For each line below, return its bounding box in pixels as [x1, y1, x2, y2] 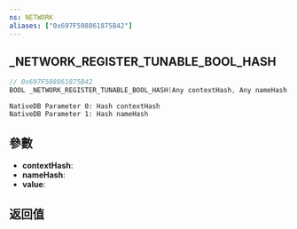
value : [21, 178, 46, 189]
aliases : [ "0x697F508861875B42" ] [9, 21, 133, 30]
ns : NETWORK [9, 12, 53, 22]
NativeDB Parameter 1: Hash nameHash [9, 110, 149, 119]
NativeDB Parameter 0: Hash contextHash [9, 102, 161, 111]
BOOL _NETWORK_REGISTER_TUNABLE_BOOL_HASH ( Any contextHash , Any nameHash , [9, 86, 292, 95]
